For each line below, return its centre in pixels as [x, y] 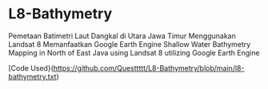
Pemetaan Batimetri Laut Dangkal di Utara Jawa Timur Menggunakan [122, 36]
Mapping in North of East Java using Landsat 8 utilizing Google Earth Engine [134, 52]
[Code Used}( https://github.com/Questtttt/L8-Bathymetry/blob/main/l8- [126, 68]
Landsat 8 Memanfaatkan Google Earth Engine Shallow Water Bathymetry [130, 44]
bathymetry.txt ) [34, 76]
